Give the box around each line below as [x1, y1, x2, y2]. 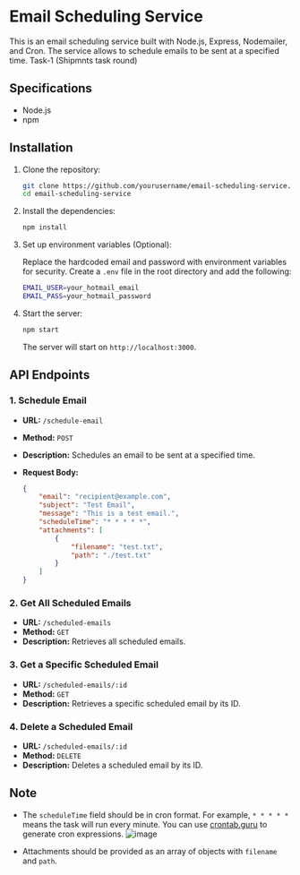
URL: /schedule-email [21, 415, 104, 425]
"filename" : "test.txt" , [70, 542, 164, 552]
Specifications [9, 81, 92, 96]
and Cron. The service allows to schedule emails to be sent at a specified [9, 45, 280, 56]
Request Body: [21, 467, 79, 477]
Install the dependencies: [21, 206, 116, 217]
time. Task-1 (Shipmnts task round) [9, 55, 138, 65]
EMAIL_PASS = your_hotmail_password [21, 292, 151, 301]
